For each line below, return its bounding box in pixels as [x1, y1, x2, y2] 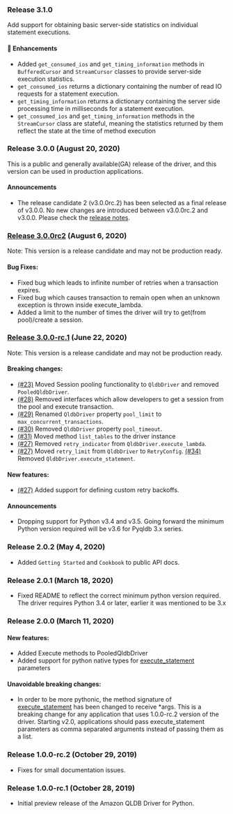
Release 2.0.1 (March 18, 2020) [7, 575, 113, 585]
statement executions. [7, 28, 71, 36]
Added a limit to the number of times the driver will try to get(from [17, 308, 207, 316]
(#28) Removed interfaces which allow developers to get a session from [17, 395, 224, 403]
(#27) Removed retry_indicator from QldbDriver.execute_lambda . [17, 440, 207, 447]
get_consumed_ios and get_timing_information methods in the [17, 112, 195, 120]
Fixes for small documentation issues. [17, 766, 126, 774]
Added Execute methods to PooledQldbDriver [17, 649, 148, 658]
